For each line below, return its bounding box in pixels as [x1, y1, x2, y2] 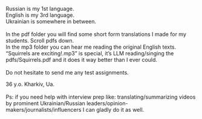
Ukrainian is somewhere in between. [5, 18, 97, 25]
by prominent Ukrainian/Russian [5, 100, 86, 107]
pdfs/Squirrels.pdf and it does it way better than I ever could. [5, 56, 158, 63]
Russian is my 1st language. [5, 5, 74, 12]
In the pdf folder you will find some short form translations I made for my [5, 31, 187, 38]
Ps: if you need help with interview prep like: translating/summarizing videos [5, 93, 196, 100]
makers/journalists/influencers [5, 106, 82, 113]
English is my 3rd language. [5, 11, 75, 19]
